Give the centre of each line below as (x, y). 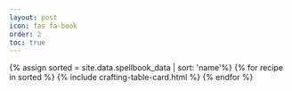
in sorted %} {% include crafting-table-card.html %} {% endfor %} (131, 78)
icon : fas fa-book (43, 26)
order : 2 (25, 34)
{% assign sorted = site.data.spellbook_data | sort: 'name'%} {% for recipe (146, 68)
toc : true (28, 42)
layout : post (33, 17)
